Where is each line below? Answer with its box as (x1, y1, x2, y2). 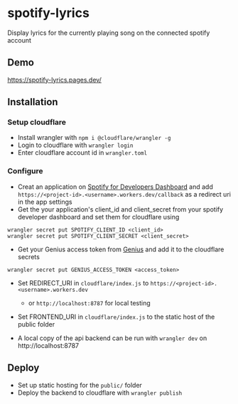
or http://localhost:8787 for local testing (28, 298, 151, 307)
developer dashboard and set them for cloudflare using (17, 212, 180, 221)
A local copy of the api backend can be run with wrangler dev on (17, 334, 207, 342)
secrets (17, 252, 40, 261)
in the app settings (17, 197, 72, 206)
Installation (7, 96, 58, 108)
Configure (7, 166, 43, 176)
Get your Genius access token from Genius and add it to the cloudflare (17, 245, 225, 253)
